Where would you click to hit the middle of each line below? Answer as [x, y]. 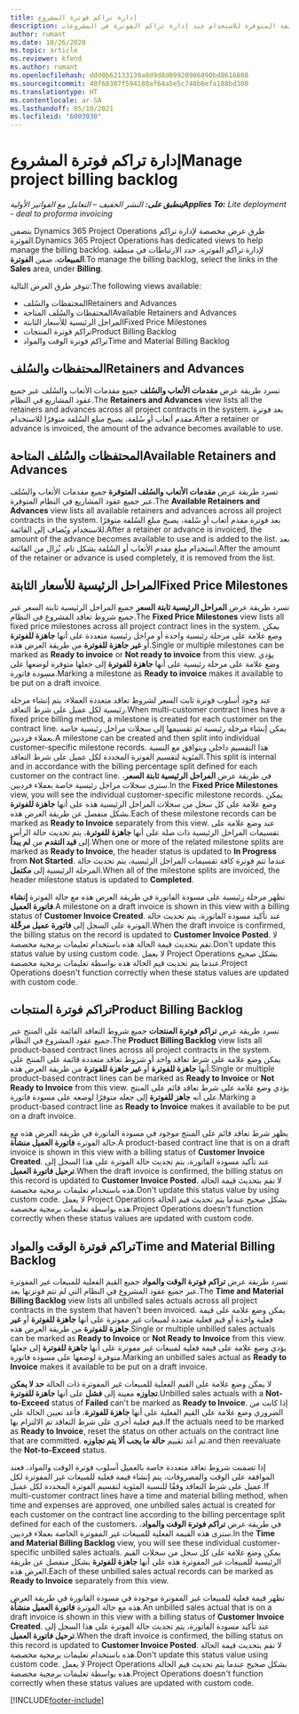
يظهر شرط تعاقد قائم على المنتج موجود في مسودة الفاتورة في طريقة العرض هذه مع [149, 1133]
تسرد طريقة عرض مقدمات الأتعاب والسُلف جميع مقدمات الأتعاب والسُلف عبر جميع [145, 390]
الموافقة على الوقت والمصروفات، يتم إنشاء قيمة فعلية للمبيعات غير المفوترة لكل [142, 1477]
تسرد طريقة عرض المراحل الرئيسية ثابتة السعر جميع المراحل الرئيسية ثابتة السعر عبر [150, 607]
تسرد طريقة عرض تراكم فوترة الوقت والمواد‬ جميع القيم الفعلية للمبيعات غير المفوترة [149, 1282]
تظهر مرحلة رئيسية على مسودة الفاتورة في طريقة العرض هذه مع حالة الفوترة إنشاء [148, 897]
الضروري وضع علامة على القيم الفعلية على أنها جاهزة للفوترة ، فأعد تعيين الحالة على [147, 1412]
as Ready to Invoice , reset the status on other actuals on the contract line [145, 1431]
